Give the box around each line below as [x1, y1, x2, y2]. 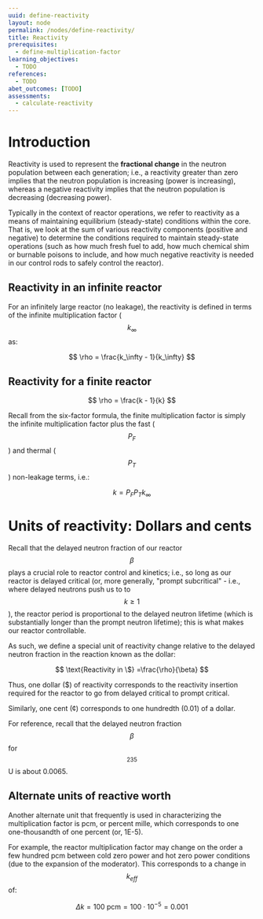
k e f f [126, 871, 138, 883]
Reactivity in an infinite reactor [8, 281, 163, 295]
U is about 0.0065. [8, 766, 68, 776]
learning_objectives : [8, 56, 79, 64]
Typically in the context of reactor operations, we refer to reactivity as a [8, 208, 240, 217]
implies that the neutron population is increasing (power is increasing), [8, 176, 236, 186]
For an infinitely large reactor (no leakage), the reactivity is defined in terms [8, 302, 253, 311]
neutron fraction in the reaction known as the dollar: [8, 649, 176, 658]
